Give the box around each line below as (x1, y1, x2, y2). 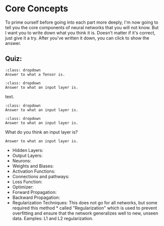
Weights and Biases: (12, 163, 54, 169)
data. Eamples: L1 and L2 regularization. (12, 215, 94, 221)
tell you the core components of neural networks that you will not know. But (5, 24, 159, 30)
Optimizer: (12, 184, 34, 190)
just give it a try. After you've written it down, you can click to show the (5, 35, 150, 41)
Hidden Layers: (12, 147, 43, 153)
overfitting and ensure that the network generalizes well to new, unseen (12, 210, 159, 216)
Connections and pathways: (12, 173, 70, 179)
